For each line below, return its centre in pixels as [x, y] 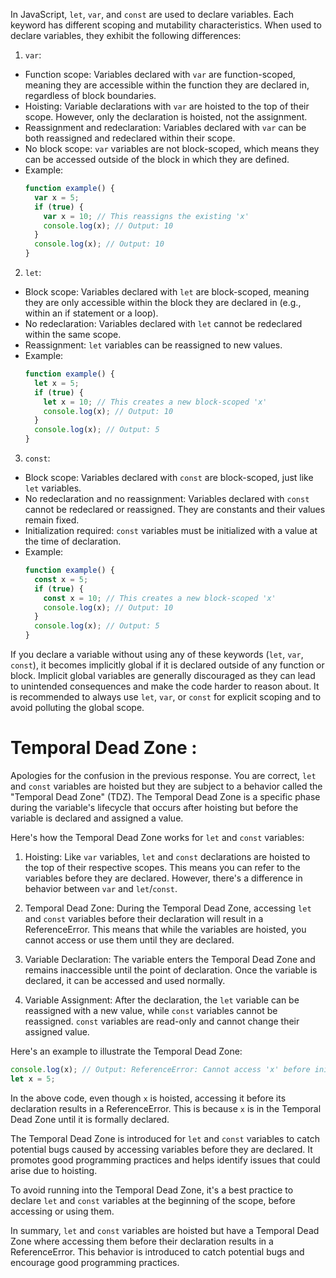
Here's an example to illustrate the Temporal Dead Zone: [126, 1051]
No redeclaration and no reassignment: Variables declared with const [167, 498]
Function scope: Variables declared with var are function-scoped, [160, 74]
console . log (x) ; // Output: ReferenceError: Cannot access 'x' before [160, 1069]
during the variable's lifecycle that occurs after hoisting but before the [154, 807]
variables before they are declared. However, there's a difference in [163, 878]
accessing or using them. [62, 1211]
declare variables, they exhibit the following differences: [126, 35]
